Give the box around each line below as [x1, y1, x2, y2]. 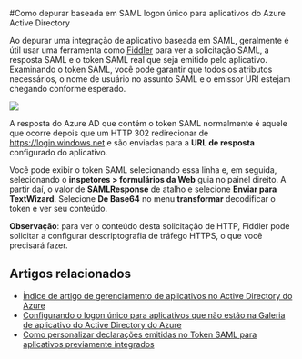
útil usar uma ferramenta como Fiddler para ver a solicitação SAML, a [9, 45, 270, 55]
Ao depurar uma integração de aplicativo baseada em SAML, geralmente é [9, 35, 289, 45]
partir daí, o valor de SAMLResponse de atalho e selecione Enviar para [9, 184, 277, 194]
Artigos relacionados [9, 266, 132, 282]
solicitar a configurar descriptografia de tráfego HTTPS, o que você [9, 231, 263, 241]
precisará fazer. [9, 240, 68, 251]
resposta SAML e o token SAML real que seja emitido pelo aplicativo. [9, 55, 268, 65]
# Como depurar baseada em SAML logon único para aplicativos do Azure [9, 8, 287, 18]
